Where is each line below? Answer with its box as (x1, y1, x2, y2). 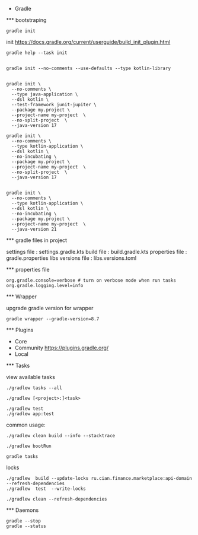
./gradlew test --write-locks (6, 486, 86, 492)
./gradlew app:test (6, 411, 55, 417)
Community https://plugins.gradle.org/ (14, 344, 108, 351)
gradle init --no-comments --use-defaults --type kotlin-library (6, 65, 171, 71)
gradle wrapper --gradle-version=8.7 (6, 316, 100, 322)
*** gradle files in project (6, 237, 67, 244)
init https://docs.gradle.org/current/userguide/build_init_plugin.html (6, 39, 171, 45)
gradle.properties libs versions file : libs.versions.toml (6, 254, 137, 262)
